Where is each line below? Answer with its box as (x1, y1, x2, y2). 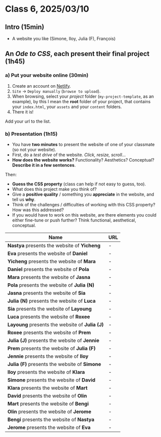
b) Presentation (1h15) (5, 130, 58, 137)
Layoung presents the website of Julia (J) (7, 321, 104, 328)
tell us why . (12, 196, 36, 202)
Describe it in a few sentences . (12, 162, 76, 168)
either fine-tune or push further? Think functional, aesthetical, (12, 217, 136, 223)
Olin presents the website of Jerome (7, 408, 91, 415)
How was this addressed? (12, 207, 64, 213)
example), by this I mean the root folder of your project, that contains (12, 98, 151, 104)
